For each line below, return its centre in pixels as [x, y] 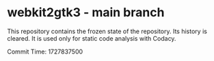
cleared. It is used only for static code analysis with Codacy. [92, 38]
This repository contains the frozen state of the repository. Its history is [107, 31]
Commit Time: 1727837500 [45, 52]
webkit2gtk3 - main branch [86, 13]
